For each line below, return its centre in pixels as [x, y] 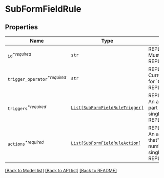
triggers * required [27, 108]
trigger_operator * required [37, 78]
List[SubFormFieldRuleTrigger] [107, 108]
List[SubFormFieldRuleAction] [106, 143]
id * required [20, 55]
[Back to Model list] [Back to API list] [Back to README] [61, 170]
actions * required [26, 143]
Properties [21, 27]
